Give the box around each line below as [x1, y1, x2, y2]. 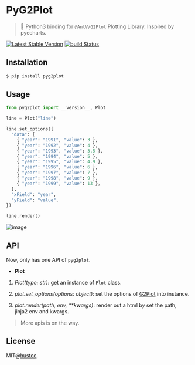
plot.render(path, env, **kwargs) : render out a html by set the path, [14, 302, 177, 309]
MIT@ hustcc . [6, 352, 38, 359]
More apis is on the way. [20, 319, 80, 326]
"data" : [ [11, 131, 35, 138]
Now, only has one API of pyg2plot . [6, 256, 91, 263]
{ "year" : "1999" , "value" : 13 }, [16, 180, 101, 187]
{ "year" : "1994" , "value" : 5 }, [16, 153, 98, 159]
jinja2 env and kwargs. [14, 308, 69, 315]
